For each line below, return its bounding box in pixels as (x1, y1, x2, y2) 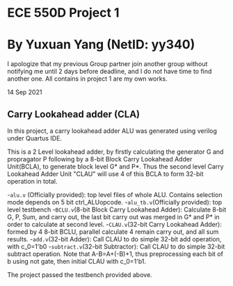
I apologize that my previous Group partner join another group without (7, 60, 208, 68)
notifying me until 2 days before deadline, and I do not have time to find (7, 67, 212, 76)
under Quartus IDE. (7, 134, 63, 142)
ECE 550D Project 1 (7, 5, 120, 21)
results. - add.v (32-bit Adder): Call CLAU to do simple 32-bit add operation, (7, 235, 222, 243)
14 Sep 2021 (7, 88, 42, 97)
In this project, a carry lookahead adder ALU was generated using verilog (7, 127, 218, 135)
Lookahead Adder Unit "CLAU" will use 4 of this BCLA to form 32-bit (7, 169, 204, 178)
